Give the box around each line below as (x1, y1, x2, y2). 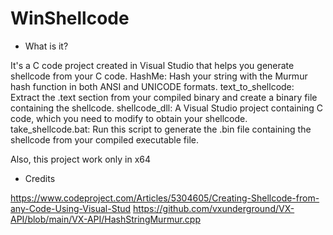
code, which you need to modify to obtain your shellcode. (10, 112, 248, 124)
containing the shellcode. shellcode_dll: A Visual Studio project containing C (10, 102, 324, 114)
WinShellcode (10, 7, 130, 30)
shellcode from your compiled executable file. (10, 133, 199, 146)
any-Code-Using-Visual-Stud (10, 202, 132, 214)
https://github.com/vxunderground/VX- (133, 202, 295, 214)
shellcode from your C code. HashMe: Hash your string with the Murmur (10, 70, 308, 82)
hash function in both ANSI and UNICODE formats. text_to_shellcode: (10, 80, 295, 92)
